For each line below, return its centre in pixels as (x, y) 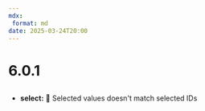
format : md (30, 23)
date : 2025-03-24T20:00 (48, 31)
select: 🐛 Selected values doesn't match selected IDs (109, 98)
